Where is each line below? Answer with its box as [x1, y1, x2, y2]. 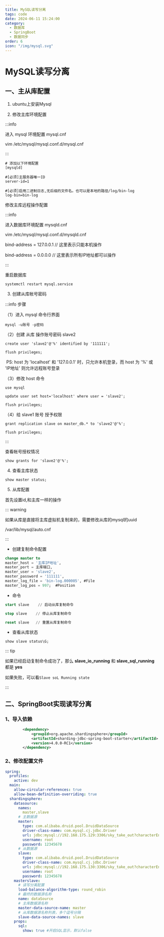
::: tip [5, 648, 16, 654]
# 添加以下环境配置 [5, 161, 39, 166]
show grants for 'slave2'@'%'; [5, 458, 69, 463]
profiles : [9, 774, 29, 779]
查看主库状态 [12, 468, 38, 473]
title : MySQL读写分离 [5, 7, 46, 12]
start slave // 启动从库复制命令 [5, 602, 74, 607]
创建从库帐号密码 [12, 290, 47, 296]
